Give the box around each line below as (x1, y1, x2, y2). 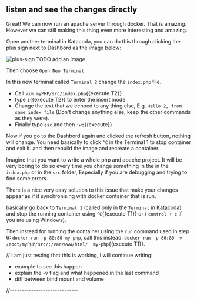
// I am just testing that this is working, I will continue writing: (6, 251, 153, 258)
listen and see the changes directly (6, 5, 138, 15)
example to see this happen (14, 263, 82, 270)
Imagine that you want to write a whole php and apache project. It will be (6, 156, 182, 163)
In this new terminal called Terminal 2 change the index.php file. (6, 78, 162, 85)
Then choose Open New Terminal (6, 67, 84, 74)
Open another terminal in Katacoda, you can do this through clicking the (6, 38, 181, 45)
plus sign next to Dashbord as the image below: (6, 44, 122, 51)
